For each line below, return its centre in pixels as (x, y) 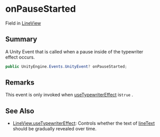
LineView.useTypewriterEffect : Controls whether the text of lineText (84, 123)
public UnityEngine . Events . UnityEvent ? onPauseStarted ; (66, 66)
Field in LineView (23, 23)
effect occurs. (20, 57)
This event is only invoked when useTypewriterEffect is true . (69, 95)
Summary (21, 39)
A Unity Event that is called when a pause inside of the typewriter (74, 51)
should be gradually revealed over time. (55, 129)
